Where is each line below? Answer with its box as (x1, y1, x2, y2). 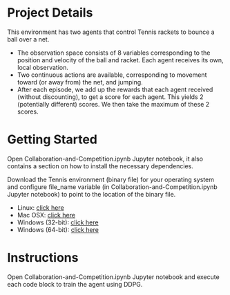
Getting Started (7, 132, 98, 147)
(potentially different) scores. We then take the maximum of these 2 (17, 100, 210, 108)
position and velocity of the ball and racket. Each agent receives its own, (17, 55, 224, 64)
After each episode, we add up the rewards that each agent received (17, 85, 213, 93)
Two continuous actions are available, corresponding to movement (17, 71, 207, 79)
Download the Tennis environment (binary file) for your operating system (7, 175, 214, 184)
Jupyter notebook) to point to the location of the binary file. (7, 190, 176, 198)
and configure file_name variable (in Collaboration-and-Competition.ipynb (7, 182, 218, 191)
